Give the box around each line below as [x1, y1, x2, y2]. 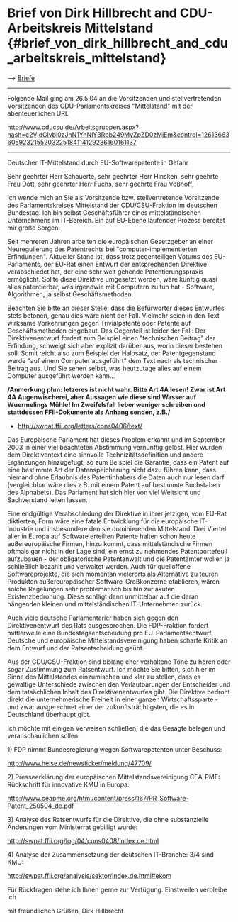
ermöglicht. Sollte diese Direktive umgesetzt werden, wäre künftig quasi [7, 274, 217, 283]
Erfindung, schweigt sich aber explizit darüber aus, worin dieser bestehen [7, 341, 223, 350]
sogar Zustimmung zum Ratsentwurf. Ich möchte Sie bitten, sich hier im [7, 665, 216, 673]
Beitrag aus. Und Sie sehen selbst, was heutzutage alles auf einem [7, 364, 202, 372]
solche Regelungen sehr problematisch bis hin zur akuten [7, 584, 176, 593]
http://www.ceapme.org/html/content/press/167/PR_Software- [7, 794, 189, 802]
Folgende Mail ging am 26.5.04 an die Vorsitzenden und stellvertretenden [7, 94, 222, 102]
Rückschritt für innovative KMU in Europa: [7, 780, 130, 789]
